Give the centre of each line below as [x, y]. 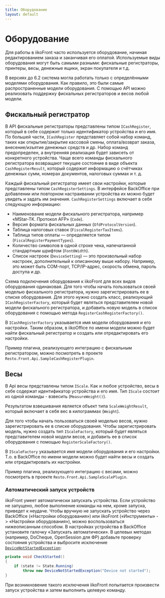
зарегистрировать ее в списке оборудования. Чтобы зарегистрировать [81, 426]
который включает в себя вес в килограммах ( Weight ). [63, 411]
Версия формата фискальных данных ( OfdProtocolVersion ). [74, 224]
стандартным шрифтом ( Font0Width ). [51, 251]
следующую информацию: [33, 204]
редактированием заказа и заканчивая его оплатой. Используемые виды [83, 58]
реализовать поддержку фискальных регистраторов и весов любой [77, 94]
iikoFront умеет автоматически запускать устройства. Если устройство [80, 500]
